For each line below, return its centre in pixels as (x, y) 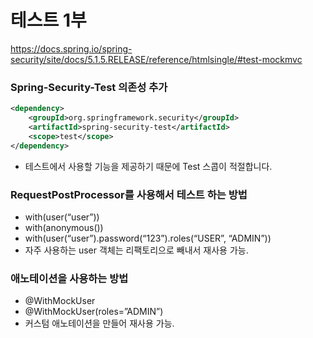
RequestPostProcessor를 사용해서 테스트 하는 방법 (129, 194)
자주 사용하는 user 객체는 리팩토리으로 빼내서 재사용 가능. (136, 250)
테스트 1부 (48, 20)
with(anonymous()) (64, 227)
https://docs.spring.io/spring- (71, 48)
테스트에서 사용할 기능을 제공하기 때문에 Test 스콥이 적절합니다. (148, 166)
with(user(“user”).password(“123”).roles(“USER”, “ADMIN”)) (148, 238)
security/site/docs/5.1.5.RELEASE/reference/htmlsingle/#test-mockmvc (156, 59)
